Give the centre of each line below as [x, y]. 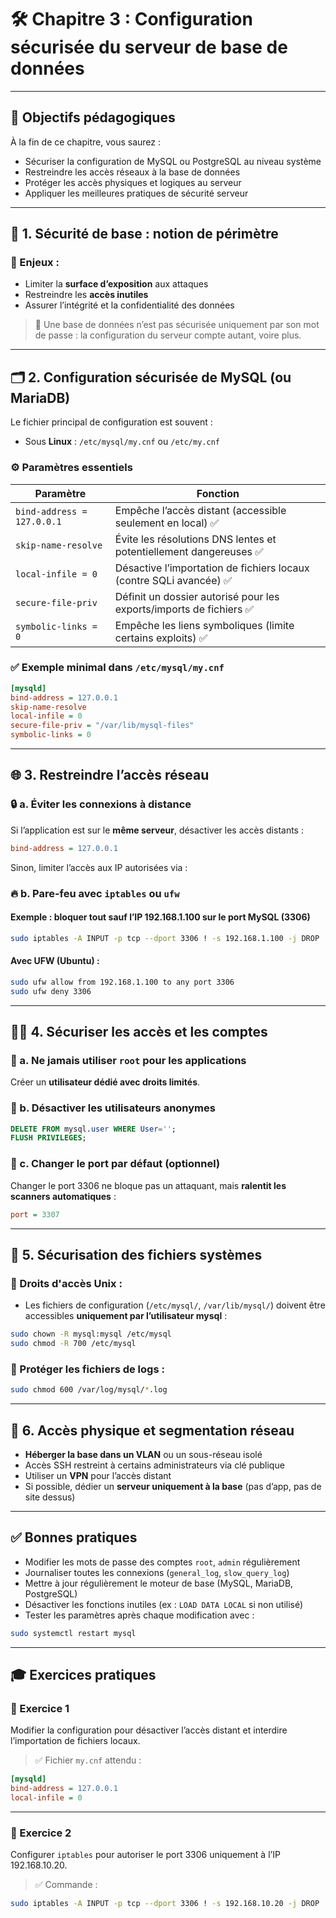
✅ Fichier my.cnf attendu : [88, 1760]
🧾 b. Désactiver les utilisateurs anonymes [113, 1108]
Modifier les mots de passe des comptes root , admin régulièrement [162, 1562]
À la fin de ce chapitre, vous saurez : [86, 142]
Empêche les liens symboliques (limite [204, 625]
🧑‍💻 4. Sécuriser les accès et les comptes [139, 1032]
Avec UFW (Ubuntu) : [55, 961]
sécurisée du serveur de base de [149, 47]
